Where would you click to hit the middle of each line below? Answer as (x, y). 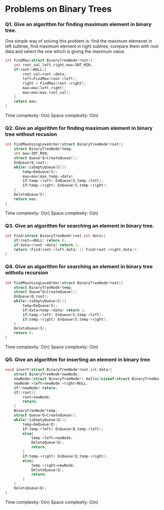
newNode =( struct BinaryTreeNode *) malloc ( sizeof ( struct (72, 379)
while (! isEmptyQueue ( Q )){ (40, 420)
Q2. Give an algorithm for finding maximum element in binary (79, 128)
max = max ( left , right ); (45, 88)
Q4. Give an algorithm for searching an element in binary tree (79, 267)
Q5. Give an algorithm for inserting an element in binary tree (78, 360)
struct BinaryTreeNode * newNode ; (47, 374)
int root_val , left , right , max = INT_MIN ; (53, 65)
